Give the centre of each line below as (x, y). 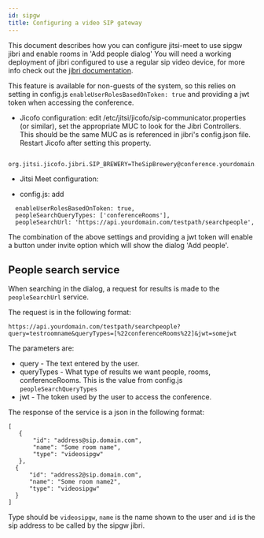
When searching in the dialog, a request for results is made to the (114, 289)
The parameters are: (41, 348)
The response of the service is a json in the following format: (106, 412)
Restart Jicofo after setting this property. (85, 143)
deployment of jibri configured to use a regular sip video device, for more (126, 62)
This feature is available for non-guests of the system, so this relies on (122, 85)
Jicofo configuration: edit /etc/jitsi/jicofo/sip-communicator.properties (132, 117)
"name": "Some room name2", (75, 482)
